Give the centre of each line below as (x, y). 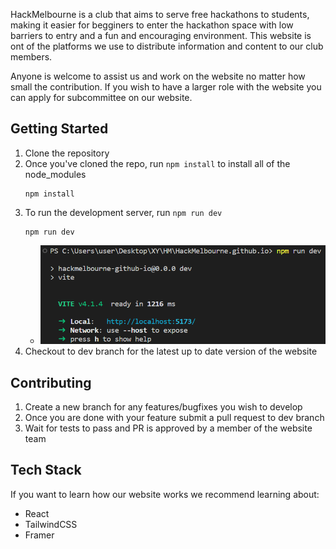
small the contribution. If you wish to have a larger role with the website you (166, 87)
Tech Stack (46, 470)
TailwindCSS (51, 524)
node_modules (55, 174)
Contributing (51, 382)
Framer (39, 535)
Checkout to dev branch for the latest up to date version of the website (171, 351)
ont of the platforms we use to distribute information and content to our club (167, 46)
